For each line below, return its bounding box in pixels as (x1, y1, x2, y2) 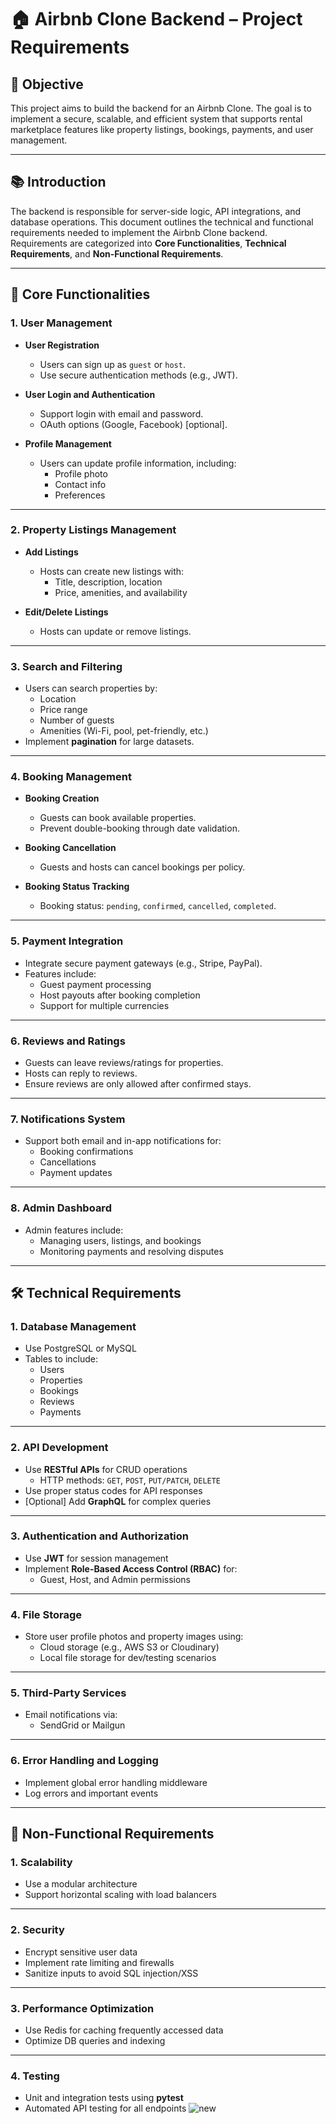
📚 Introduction (10, 174, 107, 191)
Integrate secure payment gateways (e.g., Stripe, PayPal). (24, 957, 263, 969)
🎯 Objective (10, 76, 84, 93)
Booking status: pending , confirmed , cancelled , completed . (39, 900, 277, 912)
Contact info (54, 478, 107, 490)
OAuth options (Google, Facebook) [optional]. (39, 418, 228, 430)
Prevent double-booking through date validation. (39, 822, 240, 835)
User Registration (24, 339, 100, 351)
